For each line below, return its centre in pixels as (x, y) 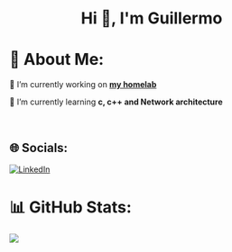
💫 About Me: (57, 60)
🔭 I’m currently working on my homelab (83, 85)
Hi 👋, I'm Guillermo (152, 18)
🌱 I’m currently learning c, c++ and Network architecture (116, 102)
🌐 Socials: (39, 148)
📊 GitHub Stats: (71, 207)
